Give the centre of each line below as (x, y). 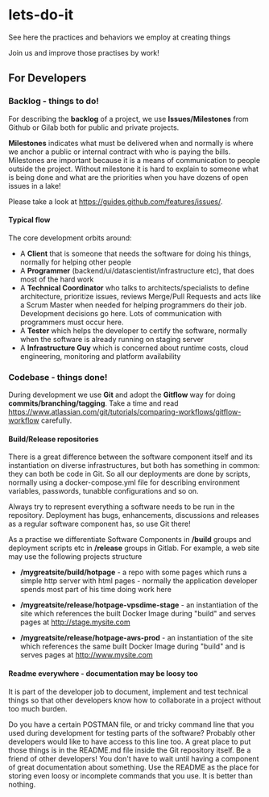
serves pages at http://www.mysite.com (86, 655)
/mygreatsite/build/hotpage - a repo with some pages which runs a (133, 572)
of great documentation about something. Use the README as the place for (134, 767)
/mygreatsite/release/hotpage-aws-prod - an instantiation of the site (137, 638)
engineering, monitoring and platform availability (100, 356)
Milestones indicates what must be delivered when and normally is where (131, 143)
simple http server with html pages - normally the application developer (139, 581)
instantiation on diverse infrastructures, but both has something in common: (134, 465)
